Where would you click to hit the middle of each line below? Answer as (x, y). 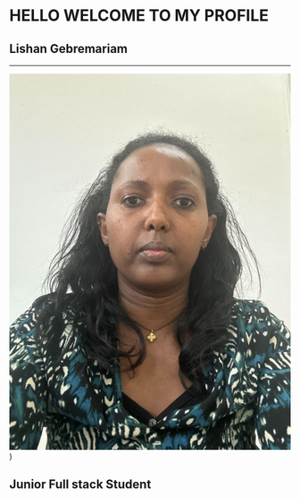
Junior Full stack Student (80, 485)
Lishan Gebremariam (68, 49)
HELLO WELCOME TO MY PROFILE (139, 16)
